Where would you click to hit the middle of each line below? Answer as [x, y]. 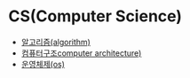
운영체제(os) [43, 64]
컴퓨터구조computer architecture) [81, 53]
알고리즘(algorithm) [55, 42]
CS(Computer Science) [95, 16]
